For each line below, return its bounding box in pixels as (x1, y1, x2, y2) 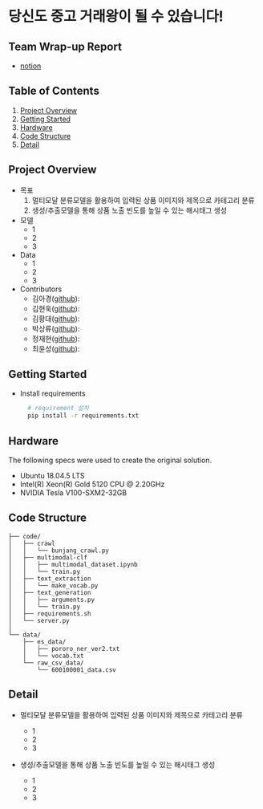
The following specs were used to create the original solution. (8, 455, 212, 465)
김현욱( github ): (31, 303, 80, 313)
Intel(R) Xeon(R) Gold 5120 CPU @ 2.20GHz (19, 479, 165, 489)
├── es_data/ (22, 637, 67, 646)
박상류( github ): (31, 323, 80, 333)
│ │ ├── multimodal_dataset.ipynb (8, 560, 138, 568)
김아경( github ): (31, 294, 80, 303)
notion (19, 61, 42, 71)
